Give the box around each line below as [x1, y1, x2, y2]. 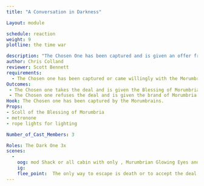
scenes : [6, 148, 26, 154]
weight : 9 [6, 36, 32, 42]
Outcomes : [6, 81, 32, 87]
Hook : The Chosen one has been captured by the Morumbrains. [6, 98, 165, 104]
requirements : [6, 70, 42, 76]
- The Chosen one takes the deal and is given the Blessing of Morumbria [8, 87, 200, 93]
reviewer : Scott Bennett [6, 64, 69, 70]
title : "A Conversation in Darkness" [6, 8, 102, 15]
